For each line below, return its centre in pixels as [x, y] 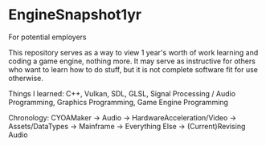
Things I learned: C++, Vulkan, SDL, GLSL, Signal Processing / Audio [122, 93]
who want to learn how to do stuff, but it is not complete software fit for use [133, 69]
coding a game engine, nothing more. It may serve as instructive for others [132, 61]
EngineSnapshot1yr [75, 15]
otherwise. [26, 78]
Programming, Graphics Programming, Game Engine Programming [119, 102]
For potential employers [47, 37]
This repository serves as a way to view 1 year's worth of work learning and [133, 52]
